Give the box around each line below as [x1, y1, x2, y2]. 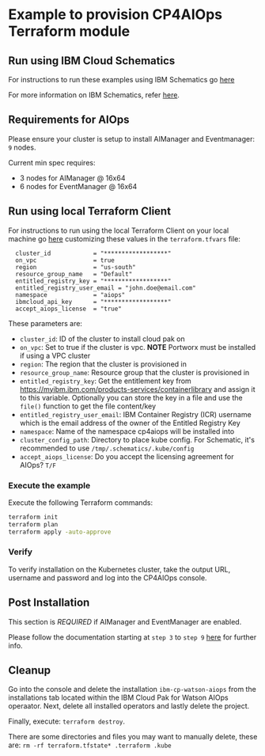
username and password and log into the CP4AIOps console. [8, 572, 207, 583]
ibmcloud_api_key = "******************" [15, 298, 172, 306]
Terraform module [8, 22, 131, 40]
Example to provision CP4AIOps [8, 6, 223, 24]
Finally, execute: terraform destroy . [8, 716, 125, 726]
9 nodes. [8, 142, 36, 152]
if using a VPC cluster [19, 351, 91, 360]
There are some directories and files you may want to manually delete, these [8, 732, 258, 742]
